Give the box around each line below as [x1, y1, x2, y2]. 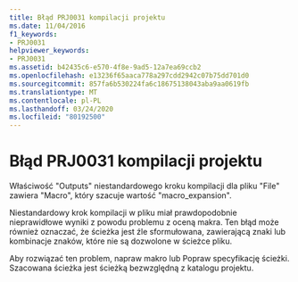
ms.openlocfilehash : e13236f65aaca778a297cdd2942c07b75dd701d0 [9, 71, 250, 80]
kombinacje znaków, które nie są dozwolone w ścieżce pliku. [9, 236, 233, 246]
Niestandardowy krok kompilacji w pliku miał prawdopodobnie [9, 207, 238, 219]
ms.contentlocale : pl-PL [9, 95, 102, 105]
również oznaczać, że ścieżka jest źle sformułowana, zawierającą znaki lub [9, 227, 286, 237]
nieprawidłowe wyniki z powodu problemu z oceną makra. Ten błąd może [9, 217, 279, 228]
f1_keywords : [9, 29, 58, 38]
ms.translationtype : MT [9, 87, 98, 96]
